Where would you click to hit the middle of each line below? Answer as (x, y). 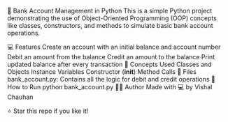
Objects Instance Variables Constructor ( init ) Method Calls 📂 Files (102, 72)
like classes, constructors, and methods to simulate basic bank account (110, 25)
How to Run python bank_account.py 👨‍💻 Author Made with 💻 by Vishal (110, 87)
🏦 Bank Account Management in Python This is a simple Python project (110, 11)
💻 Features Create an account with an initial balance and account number (114, 47)
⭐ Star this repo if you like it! (48, 111)
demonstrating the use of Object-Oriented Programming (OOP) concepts (112, 18)
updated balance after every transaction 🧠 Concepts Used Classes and (109, 64)
